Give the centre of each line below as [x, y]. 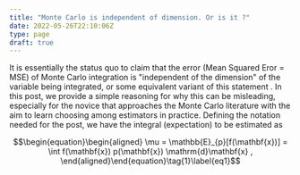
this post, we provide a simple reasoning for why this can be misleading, [142, 96]
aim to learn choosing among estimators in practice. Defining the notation [145, 115]
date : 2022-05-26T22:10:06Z [62, 26]
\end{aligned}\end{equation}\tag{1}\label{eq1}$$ [150, 161]
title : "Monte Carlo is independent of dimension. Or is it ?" [130, 17]
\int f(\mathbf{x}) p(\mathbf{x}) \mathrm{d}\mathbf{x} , [150, 152]
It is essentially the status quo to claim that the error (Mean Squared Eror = [147, 68]
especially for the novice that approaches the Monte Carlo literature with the [150, 106]
